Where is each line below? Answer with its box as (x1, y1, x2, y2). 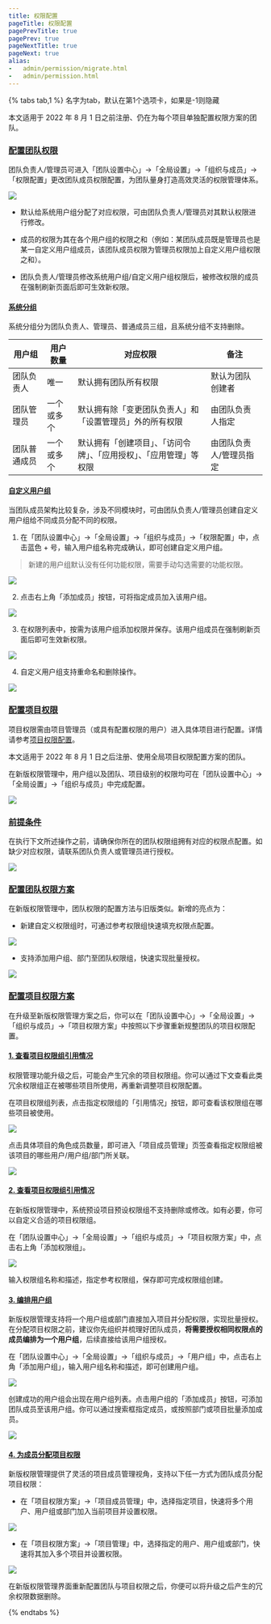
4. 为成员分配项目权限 (8, 1449, 81, 1459)
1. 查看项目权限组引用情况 (8, 1051, 94, 1061)
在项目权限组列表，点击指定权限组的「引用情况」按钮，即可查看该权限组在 (8, 1097, 256, 1107)
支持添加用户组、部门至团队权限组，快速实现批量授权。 (19, 953, 204, 963)
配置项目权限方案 (8, 990, 75, 1002)
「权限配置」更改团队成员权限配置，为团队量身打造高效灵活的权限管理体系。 (8, 175, 263, 184)
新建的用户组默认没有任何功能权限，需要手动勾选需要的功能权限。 (27, 560, 248, 570)
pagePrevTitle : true (8, 27, 78, 35)
